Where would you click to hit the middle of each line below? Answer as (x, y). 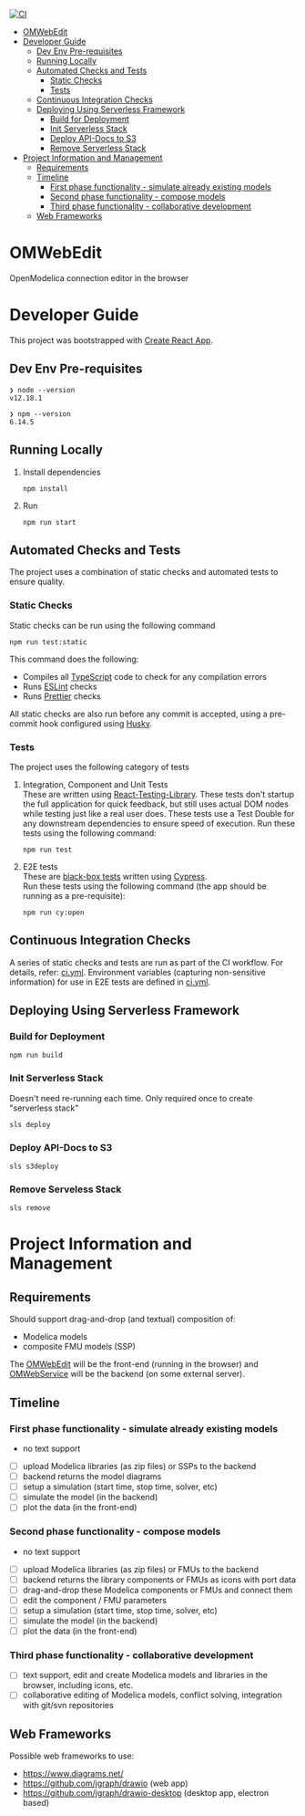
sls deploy (30, 1124)
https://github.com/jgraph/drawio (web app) (105, 1783)
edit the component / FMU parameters (94, 1600)
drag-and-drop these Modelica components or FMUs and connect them (158, 1590)
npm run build (36, 1055)
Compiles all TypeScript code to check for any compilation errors (144, 676)
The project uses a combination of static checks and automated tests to (144, 572)
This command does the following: (74, 659)
